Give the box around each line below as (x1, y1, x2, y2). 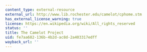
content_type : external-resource (5, 7, 75, 12)
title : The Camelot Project (5, 30, 64, 35)
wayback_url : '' (5, 40, 39, 45)
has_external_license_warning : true (5, 16, 81, 21)
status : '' (5, 26, 28, 31)
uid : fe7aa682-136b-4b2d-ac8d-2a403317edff (5, 35, 97, 40)
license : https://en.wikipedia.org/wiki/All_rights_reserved (5, 21, 135, 26)
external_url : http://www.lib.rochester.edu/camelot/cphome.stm (5, 12, 142, 17)
